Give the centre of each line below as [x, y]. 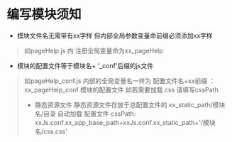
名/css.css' [51, 131]
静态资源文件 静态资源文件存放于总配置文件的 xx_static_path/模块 [130, 104]
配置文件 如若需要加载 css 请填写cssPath [158, 89]
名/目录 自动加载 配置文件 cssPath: [85, 114]
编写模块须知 [44, 15]
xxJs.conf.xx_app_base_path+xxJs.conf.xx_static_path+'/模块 [125, 122]
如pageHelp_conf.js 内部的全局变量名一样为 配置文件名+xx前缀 [116, 81]
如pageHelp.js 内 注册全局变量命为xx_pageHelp [94, 50]
